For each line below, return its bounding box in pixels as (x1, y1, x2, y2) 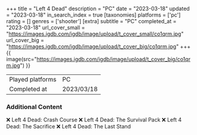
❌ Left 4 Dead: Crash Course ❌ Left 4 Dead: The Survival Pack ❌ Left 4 (6, 116, 182, 124)
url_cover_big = (6, 37, 45, 43)
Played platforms (9, 76, 57, 83)
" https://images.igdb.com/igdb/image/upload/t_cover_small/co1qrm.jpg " (6, 30, 184, 37)
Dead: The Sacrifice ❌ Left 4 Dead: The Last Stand (6, 123, 131, 130)
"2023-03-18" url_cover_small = (6, 24, 85, 31)
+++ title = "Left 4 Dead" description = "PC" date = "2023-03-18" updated (6, 5, 190, 12)
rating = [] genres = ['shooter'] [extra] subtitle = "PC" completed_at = (6, 18, 177, 24)
